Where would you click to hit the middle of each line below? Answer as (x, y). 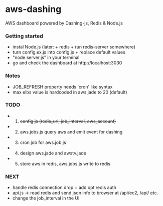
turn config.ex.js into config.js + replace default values (69, 52)
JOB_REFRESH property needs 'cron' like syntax (62, 86)
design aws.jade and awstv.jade (53, 153)
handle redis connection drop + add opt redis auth (64, 187)
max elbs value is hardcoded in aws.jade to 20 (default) (70, 92)
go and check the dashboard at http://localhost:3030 (67, 63)
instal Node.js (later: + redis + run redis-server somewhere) (74, 47)
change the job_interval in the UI (46, 198)
